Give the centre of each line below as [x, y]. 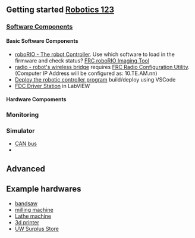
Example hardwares [44, 189]
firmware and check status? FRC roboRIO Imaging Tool [82, 60]
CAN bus [26, 144]
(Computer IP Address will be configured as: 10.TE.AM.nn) [86, 73]
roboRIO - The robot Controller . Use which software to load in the [95, 54]
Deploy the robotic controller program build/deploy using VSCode [95, 79]
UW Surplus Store [37, 228]
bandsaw [26, 203]
